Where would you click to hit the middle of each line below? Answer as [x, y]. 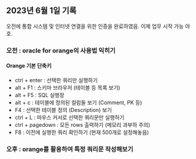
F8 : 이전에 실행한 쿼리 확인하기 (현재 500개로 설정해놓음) [82, 132]
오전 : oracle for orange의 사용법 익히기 [61, 51]
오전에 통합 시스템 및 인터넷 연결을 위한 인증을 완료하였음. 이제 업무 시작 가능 [95, 26]
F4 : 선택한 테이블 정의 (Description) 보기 [63, 110]
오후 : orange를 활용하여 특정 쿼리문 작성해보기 [70, 149]
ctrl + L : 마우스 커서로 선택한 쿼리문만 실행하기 [69, 117]
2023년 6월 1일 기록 [41, 11]
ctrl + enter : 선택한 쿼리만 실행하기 [56, 80]
